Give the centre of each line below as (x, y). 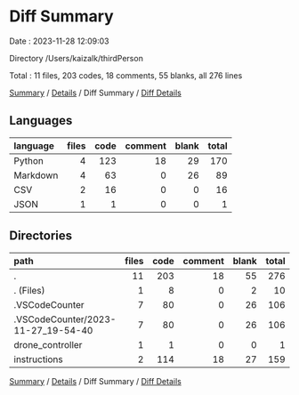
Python (29, 160)
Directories (41, 236)
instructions (39, 359)
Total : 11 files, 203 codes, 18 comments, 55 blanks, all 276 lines (126, 75)
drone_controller (48, 344)
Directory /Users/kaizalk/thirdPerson (77, 58)
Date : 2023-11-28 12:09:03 (59, 41)
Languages (41, 121)
